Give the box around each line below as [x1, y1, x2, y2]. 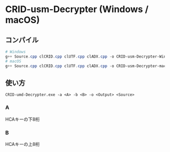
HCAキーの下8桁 [5, 116, 40, 122]
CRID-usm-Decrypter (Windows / [5, 4, 149, 15]
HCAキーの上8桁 [5, 141, 40, 147]
